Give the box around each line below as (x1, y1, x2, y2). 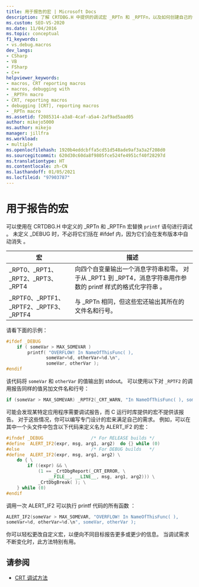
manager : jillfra (6, 130, 49, 137)
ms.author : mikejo (6, 125, 52, 131)
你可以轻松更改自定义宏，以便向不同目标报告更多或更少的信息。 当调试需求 (6, 531, 190, 538)
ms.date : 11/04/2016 (6, 25, 57, 32)
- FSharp (6, 64, 28, 70)
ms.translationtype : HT (6, 158, 65, 164)
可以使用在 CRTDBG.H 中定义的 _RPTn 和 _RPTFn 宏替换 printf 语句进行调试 (6, 222, 193, 230)
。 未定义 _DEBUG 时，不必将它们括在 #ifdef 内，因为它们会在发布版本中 (6, 230, 184, 237)
